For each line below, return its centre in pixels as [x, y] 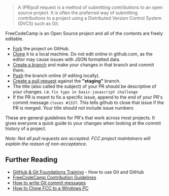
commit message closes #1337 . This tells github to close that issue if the [88, 103]
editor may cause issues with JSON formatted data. [66, 59]
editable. [14, 39]
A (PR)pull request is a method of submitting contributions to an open [90, 7]
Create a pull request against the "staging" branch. [66, 81]
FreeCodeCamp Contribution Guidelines [54, 177]
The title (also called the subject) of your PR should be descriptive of [84, 86]
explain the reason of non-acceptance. [46, 144]
